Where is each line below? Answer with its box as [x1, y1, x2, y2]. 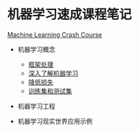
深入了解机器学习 [28, 69, 79, 77]
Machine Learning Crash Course [7, 30, 103, 39]
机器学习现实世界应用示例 [17, 116, 93, 125]
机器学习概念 [17, 45, 55, 53]
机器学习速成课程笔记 [7, 6, 133, 23]
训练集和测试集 [28, 87, 72, 95]
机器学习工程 [17, 101, 55, 110]
